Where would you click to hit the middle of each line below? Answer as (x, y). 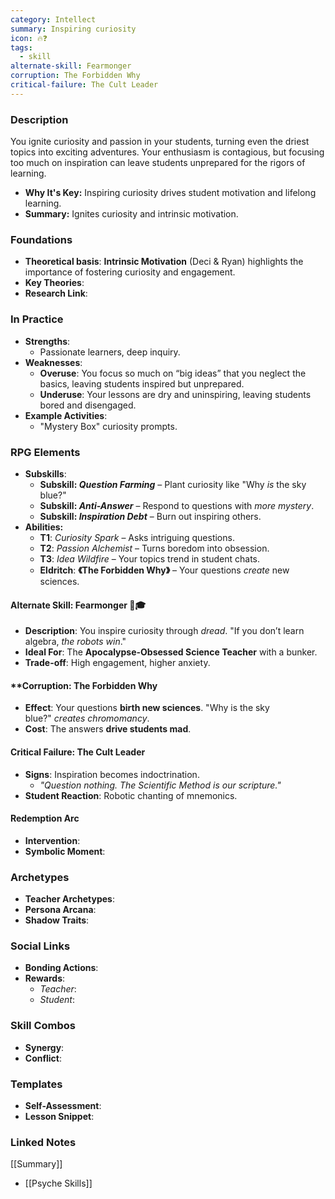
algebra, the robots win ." (75, 642)
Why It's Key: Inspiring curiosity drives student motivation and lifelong (170, 193)
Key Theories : (54, 283)
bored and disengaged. (88, 405)
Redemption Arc (45, 818)
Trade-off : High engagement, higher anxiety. (117, 663)
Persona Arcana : (60, 910)
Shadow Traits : (57, 920)
